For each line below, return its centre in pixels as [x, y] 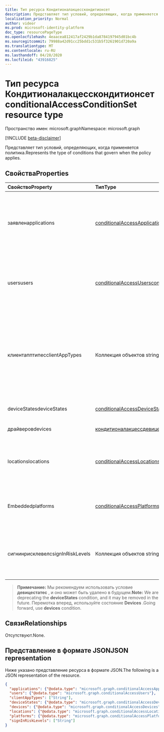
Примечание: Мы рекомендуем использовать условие [75, 587]
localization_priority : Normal [37, 19]
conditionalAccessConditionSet [71, 104]
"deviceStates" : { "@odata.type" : [43, 703]
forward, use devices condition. [49, 608]
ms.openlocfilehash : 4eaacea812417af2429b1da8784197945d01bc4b [71, 37]
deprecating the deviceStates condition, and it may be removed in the [88, 598]
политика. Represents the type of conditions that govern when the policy [78, 153]
